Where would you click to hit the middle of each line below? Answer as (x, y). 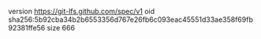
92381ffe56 (27, 28)
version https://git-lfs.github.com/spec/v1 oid (82, 11)
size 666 (61, 28)
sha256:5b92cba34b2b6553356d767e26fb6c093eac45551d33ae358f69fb (131, 19)
